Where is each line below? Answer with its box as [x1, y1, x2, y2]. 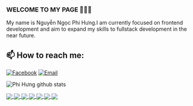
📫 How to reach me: [6, 50, 84, 60]
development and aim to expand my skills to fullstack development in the [6, 25, 187, 33]
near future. [6, 32, 36, 39]
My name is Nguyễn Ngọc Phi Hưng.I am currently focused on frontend [6, 19, 183, 26]
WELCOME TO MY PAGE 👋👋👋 [6, 5, 92, 14]
